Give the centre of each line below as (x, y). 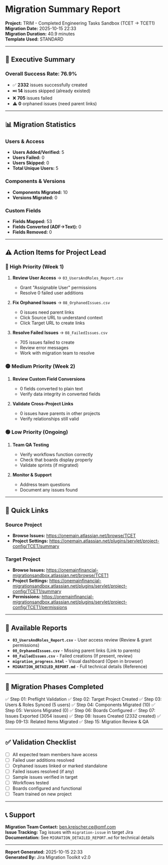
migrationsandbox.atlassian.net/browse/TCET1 (60, 575)
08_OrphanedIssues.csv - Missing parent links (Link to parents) (76, 651)
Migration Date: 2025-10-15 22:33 (41, 28)
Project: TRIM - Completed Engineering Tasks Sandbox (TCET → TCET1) (80, 23)
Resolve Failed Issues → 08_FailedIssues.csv (60, 332)
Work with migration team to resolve (57, 353)
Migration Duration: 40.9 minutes (40, 34)
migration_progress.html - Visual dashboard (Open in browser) (78, 661)
